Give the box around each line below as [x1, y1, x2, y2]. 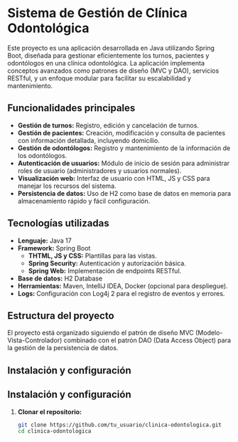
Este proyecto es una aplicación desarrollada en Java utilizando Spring [7, 43, 215, 52]
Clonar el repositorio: [17, 407, 82, 416]
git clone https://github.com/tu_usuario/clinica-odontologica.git [17, 421, 222, 428]
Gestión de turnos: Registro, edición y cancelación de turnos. [17, 121, 199, 130]
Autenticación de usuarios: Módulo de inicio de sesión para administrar [17, 159, 229, 167]
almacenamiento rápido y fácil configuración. [17, 196, 151, 205]
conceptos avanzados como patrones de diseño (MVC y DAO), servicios [7, 66, 220, 75]
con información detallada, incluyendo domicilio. [17, 136, 160, 144]
